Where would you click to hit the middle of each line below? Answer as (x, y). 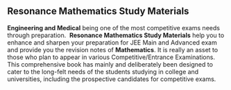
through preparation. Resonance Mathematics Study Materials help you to (116, 35)
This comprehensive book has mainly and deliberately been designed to (110, 64)
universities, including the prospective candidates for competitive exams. (112, 79)
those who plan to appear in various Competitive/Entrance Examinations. (111, 57)
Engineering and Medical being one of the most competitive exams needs (114, 27)
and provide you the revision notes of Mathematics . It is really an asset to (113, 49)
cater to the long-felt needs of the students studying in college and (103, 71)
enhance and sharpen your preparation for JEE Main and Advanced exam (112, 42)
